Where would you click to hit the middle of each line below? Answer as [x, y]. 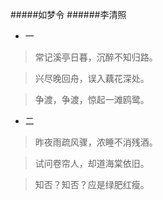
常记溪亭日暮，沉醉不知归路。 [96, 57]
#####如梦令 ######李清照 [68, 14]
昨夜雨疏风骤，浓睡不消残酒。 [96, 142]
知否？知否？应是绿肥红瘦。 [92, 184]
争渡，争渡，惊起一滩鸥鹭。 [92, 99]
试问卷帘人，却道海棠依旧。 [92, 163]
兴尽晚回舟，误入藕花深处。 [92, 78]
